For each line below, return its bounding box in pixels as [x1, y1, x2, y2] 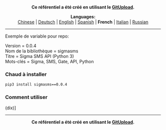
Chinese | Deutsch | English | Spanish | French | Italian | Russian [17, 19, 149, 25]
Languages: [70, 14, 96, 19]
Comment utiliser [5, 94, 48, 101]
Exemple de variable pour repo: [5, 33, 69, 39]
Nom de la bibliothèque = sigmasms [5, 48, 79, 54]
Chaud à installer [5, 71, 47, 78]
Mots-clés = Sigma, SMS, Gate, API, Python [5, 59, 94, 64]
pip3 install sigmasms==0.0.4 [5, 82, 68, 87]
